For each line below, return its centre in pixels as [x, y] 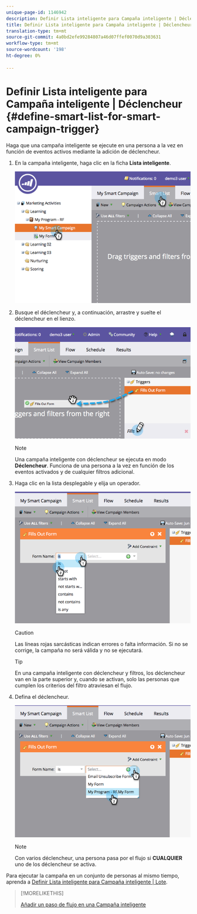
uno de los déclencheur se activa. [55, 864]
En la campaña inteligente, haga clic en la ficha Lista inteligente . [93, 163]
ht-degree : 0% [23, 56]
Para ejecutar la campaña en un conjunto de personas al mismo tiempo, [93, 875]
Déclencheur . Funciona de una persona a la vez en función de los [94, 466]
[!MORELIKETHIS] [42, 893]
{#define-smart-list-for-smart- [84, 116]
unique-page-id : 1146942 [36, 12]
